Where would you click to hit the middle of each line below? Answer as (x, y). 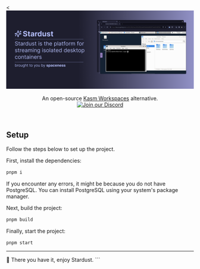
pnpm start (20, 243)
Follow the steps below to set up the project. (60, 149)
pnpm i (14, 172)
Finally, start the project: (36, 231)
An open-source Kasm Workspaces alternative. (100, 98)
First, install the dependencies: (44, 161)
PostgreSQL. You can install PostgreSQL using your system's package (92, 190)
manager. (18, 197)
